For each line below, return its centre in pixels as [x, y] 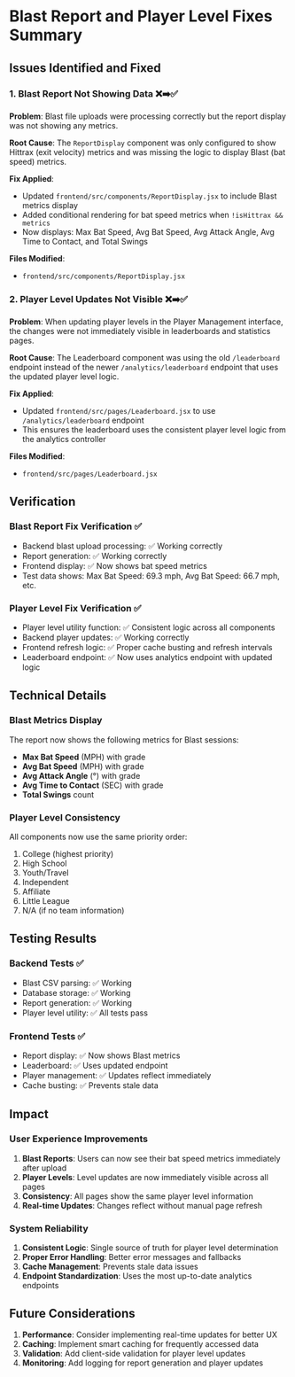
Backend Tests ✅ [47, 963]
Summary [46, 35]
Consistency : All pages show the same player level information [138, 1196]
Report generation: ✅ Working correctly [94, 556]
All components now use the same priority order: [98, 837]
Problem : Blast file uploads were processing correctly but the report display [147, 116]
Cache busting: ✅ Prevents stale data [90, 1085]
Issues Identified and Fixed [85, 68]
